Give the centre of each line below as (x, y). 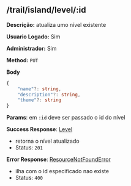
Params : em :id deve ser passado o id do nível (66, 118)
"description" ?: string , (49, 95)
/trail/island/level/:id (46, 10)
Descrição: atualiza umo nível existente (56, 24)
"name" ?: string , (39, 89)
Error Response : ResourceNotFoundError (59, 159)
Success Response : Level (39, 129)
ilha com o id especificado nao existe (62, 171)
